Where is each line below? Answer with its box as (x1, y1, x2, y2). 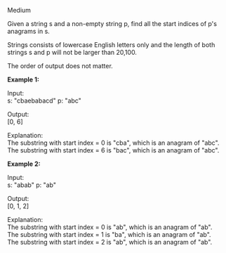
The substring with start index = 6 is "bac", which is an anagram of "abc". (7, 146, 220, 154)
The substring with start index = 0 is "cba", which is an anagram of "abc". (7, 138, 220, 147)
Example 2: (7, 160, 41, 168)
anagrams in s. (7, 27, 51, 35)
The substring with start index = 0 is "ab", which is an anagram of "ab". (7, 223, 213, 231)
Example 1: (7, 75, 40, 84)
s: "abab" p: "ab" (7, 181, 56, 189)
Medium (7, 6, 32, 14)
